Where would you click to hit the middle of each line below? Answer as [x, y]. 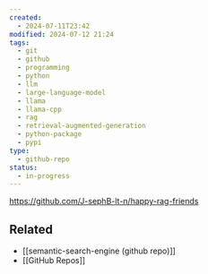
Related [31, 229]
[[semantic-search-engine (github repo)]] [99, 251]
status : [24, 167]
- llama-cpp [40, 109]
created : [26, 17]
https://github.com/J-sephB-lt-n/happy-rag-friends [104, 201]
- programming [43, 68]
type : [19, 150]
